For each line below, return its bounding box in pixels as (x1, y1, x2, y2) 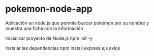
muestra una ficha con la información (5, 25, 84, 31)
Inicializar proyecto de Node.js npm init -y (5, 35, 93, 41)
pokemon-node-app (5, 3, 93, 15)
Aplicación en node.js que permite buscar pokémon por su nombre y (5, 20, 149, 26)
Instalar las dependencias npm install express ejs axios (5, 45, 120, 51)
